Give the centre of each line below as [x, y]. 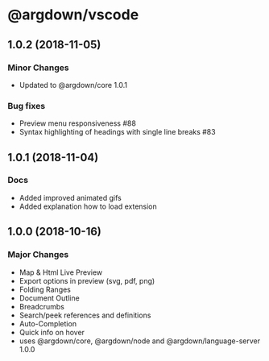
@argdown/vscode [73, 15]
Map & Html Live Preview [61, 272]
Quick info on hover [52, 332]
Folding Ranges [45, 289]
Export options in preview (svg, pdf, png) [87, 280]
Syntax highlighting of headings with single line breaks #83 [117, 132]
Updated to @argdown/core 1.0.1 [73, 85]
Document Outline [49, 298]
